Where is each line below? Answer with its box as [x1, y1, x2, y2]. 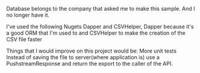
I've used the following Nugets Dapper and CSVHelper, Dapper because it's [6, 23, 194, 30]
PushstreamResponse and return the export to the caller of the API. [6, 60, 173, 67]
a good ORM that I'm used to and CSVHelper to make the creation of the [6, 29, 186, 36]
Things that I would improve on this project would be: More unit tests [6, 47, 177, 54]
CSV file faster [6, 36, 42, 42]
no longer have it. [6, 11, 50, 19]
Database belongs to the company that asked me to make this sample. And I [6, 5, 195, 12]
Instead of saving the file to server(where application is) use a [6, 54, 160, 60]
